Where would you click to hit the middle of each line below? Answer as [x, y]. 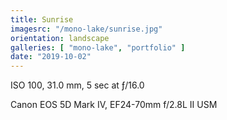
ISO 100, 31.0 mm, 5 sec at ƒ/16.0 [77, 85]
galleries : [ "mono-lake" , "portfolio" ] [98, 47]
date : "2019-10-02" [51, 57]
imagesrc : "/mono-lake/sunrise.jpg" [86, 29]
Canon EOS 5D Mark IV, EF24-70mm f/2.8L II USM [114, 105]
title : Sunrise [42, 19]
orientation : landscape [60, 38]
